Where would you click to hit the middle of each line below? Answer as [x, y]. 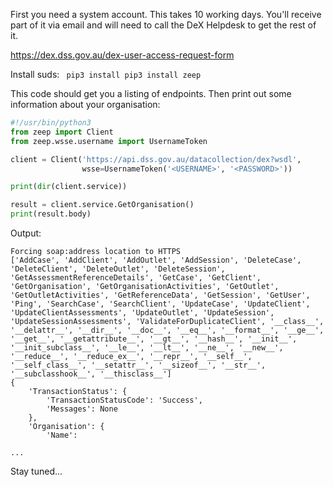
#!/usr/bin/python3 [51, 123]
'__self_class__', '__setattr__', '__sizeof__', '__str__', [138, 365]
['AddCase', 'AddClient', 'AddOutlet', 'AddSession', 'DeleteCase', [156, 260]
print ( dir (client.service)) [69, 187]
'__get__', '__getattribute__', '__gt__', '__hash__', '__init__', [154, 339]
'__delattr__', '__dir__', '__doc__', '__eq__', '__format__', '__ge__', [167, 330]
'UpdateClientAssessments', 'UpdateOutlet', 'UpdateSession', [142, 313]
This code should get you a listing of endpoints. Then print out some [151, 93]
